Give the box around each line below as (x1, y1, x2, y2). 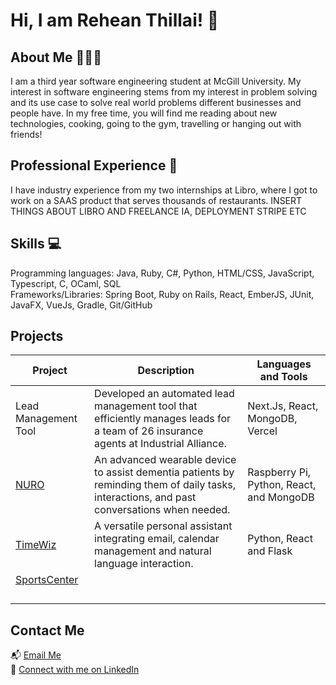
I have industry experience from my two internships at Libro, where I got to (10, 184, 318, 196)
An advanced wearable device (94, 453, 237, 467)
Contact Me (10, 622, 85, 639)
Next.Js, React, (247, 399, 319, 413)
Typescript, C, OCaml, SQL (10, 277, 122, 289)
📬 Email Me (10, 649, 62, 661)
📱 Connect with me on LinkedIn (10, 664, 140, 676)
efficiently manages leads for (94, 412, 232, 426)
